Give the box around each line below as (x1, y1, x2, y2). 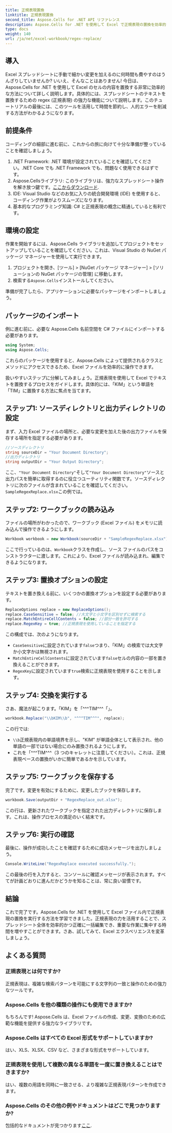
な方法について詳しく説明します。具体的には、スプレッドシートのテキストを (5, 91, 166, 97)
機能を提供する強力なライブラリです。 (14, 1020, 95, 1027)
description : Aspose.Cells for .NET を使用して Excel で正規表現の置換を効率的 (5, 22, 166, 27)
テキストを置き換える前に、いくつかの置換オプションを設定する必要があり (5, 590, 162, 597)
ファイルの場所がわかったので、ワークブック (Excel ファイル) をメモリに (5, 520, 158, 526)
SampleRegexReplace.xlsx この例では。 (5, 489, 85, 495)
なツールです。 (5, 987, 37, 993)
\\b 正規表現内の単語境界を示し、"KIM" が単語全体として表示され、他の (12, 736, 164, 743)
